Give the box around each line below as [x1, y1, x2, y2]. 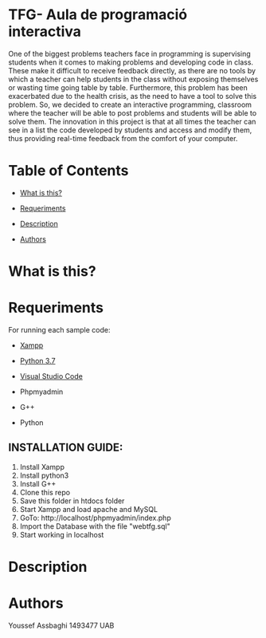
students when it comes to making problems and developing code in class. [8, 57, 253, 67]
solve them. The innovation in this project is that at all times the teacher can [8, 116, 256, 126]
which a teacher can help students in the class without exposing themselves [8, 74, 259, 84]
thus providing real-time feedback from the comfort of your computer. [8, 133, 238, 143]
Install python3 [19, 471, 69, 480]
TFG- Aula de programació [8, 6, 188, 24]
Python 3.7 [19, 356, 56, 365]
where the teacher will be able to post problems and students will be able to [8, 108, 257, 117]
